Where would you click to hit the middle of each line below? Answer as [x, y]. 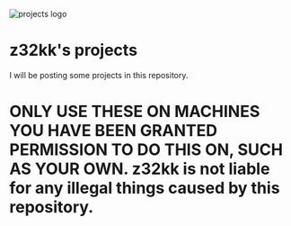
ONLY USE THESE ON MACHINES [135, 112]
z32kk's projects [73, 50]
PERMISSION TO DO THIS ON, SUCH [146, 150]
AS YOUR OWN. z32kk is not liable [140, 169]
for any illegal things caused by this [145, 188]
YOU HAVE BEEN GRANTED [114, 131]
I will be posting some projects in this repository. [99, 75]
